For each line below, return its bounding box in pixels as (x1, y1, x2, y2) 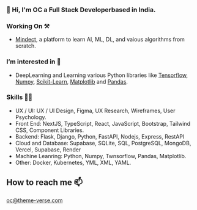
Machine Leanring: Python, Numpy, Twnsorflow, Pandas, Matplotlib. (15, 152, 187, 159)
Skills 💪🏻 (6, 93, 33, 101)
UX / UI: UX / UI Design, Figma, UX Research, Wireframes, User (15, 107, 176, 114)
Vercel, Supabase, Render (15, 146, 81, 153)
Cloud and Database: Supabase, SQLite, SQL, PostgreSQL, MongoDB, (15, 139, 191, 147)
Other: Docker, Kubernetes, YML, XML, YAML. (15, 159, 132, 166)
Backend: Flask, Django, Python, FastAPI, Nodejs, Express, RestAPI (15, 132, 185, 140)
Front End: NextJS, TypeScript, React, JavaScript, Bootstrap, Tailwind (15, 120, 191, 127)
